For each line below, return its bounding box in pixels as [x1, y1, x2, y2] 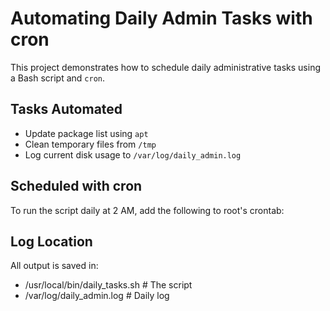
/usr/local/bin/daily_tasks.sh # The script [24, 279, 193, 291]
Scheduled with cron [10, 178, 143, 195]
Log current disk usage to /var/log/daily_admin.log [24, 148, 242, 161]
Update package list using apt [24, 127, 149, 139]
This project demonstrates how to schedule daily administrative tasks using [10, 61, 321, 73]
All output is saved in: [10, 260, 99, 272]
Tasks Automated [10, 101, 123, 118]
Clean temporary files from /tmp [24, 138, 157, 150]
